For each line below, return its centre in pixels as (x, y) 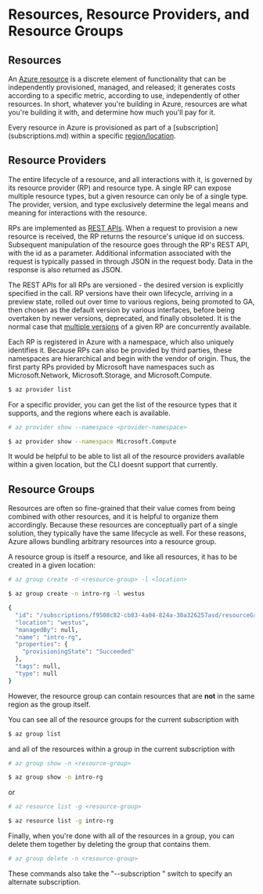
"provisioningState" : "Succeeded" (78, 652)
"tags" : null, (38, 666)
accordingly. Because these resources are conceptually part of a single (123, 525)
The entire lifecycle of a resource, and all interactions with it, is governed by (130, 179)
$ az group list (34, 734)
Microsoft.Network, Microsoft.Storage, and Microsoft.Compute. (110, 375)
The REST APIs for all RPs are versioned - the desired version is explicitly (126, 285)
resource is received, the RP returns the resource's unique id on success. (126, 236)
